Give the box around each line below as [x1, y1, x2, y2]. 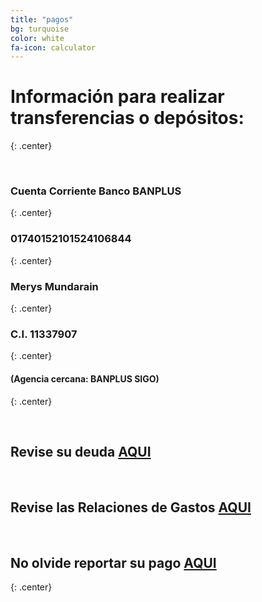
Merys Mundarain [10, 279, 99, 293]
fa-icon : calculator [10, 42, 97, 53]
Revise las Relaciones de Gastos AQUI [10, 499, 252, 516]
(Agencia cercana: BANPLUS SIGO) [10, 372, 160, 385]
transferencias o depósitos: [10, 107, 245, 130]
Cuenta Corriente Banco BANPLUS [10, 184, 182, 198]
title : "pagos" [10, 14, 74, 25]
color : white [10, 33, 65, 43]
